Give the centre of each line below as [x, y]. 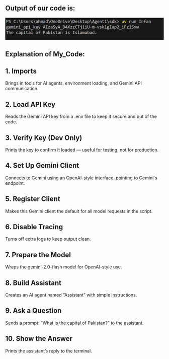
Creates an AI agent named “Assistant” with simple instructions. [71, 295]
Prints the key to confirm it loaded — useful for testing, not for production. [82, 150]
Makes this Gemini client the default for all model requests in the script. [79, 211]
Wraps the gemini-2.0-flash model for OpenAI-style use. [64, 267]
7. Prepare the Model [38, 255]
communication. [22, 89]
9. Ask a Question [33, 311]
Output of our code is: [40, 8]
